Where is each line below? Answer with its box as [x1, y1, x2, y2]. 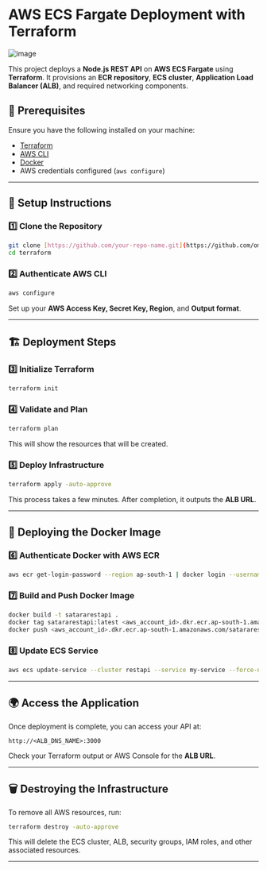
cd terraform [8, 249, 52, 257]
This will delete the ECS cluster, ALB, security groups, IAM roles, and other [8, 837, 253, 847]
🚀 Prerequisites [8, 104, 86, 118]
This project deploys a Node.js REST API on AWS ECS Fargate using [8, 64, 234, 73]
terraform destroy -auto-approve [8, 822, 119, 831]
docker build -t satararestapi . [8, 611, 119, 619]
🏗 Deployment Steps [8, 335, 117, 349]
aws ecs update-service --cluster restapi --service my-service [8, 666, 226, 675]
